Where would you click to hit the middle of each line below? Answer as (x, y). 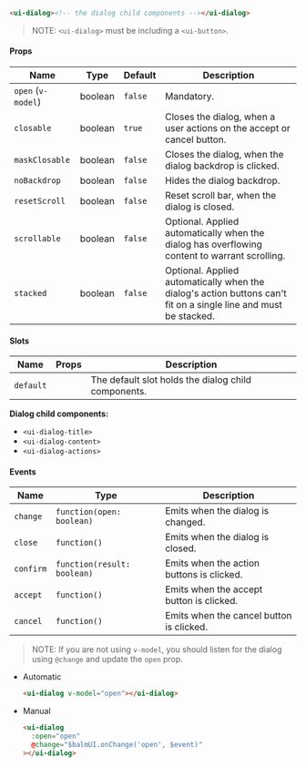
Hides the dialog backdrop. (223, 180)
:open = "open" (56, 736)
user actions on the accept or (228, 128)
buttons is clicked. (204, 575)
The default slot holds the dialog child (171, 380)
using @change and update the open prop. (107, 660)
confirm (31, 569)
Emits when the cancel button (229, 616)
